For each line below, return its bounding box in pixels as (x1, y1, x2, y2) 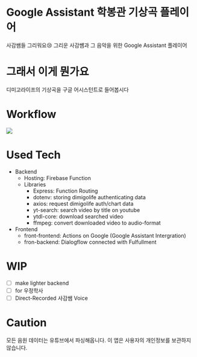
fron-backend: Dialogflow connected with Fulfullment (23, 238, 157, 246)
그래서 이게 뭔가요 (6, 65, 89, 79)
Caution (6, 316, 47, 330)
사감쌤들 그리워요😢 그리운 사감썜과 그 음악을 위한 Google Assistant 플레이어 (6, 42, 187, 49)
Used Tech (6, 148, 61, 161)
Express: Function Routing (33, 187, 98, 194)
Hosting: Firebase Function (23, 174, 92, 181)
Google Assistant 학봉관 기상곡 (6, 5, 158, 19)
